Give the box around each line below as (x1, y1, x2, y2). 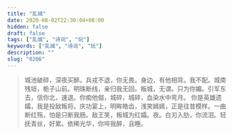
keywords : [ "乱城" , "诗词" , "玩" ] (7, 43, 103, 50)
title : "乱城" (7, 10, 47, 17)
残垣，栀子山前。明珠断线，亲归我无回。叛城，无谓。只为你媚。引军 (24, 84, 220, 93)
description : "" (7, 50, 54, 57)
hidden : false (7, 23, 49, 30)
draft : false (7, 29, 45, 37)
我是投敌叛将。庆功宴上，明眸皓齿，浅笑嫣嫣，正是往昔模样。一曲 (36, 102, 227, 110)
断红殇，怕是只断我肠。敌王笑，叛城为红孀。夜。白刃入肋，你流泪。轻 (24, 110, 227, 119)
